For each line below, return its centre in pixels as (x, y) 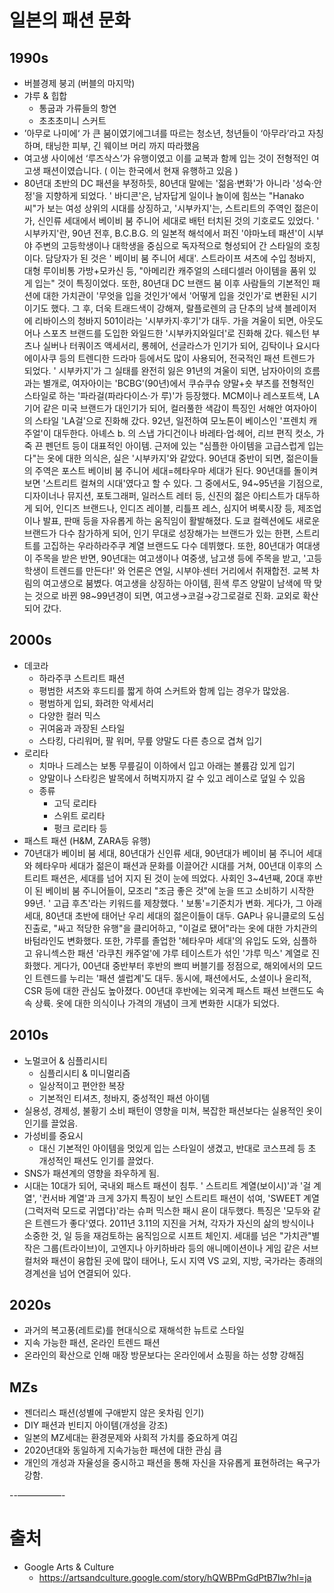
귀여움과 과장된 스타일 (82, 728)
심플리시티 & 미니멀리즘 (84, 1073)
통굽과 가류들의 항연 (77, 108)
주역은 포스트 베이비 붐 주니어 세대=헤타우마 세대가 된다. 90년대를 (163, 470)
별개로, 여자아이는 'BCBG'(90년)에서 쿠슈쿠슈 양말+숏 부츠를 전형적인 (178, 383)
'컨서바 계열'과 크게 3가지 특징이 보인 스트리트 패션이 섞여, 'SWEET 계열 (179, 1198)
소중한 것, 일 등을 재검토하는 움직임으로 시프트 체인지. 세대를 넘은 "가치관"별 (172, 1235)
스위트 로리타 (79, 815)
